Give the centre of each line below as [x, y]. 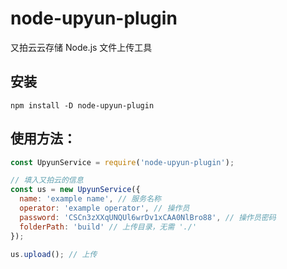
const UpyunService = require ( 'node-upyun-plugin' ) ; [122, 162]
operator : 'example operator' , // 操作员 [104, 208]
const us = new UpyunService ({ [75, 190]
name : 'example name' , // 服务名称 [90, 199]
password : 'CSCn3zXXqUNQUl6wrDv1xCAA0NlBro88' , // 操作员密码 [148, 217]
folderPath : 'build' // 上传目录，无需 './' [108, 227]
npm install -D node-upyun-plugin [82, 105]
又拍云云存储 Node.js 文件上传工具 [81, 47]
